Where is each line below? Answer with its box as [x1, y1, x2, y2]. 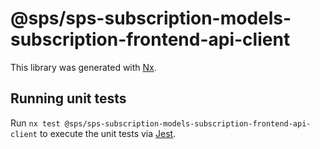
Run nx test [10, 117, 61, 129]
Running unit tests [10, 90, 127, 107]
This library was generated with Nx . [10, 61, 157, 73]
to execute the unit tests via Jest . [39, 127, 177, 139]
